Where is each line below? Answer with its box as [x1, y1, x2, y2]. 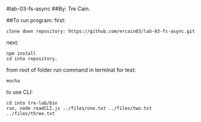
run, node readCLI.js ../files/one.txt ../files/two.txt [6, 105, 152, 111]
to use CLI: [6, 88, 33, 96]
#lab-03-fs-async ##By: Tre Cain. [6, 5, 90, 12]
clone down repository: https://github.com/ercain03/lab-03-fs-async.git [6, 28, 196, 34]
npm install [6, 50, 36, 56]
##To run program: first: [6, 17, 66, 23]
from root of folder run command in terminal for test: [6, 66, 137, 73]
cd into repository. [6, 56, 58, 62]
